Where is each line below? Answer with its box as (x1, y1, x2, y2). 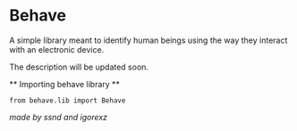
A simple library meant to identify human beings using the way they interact (9, 35, 288, 45)
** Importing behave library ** (9, 78, 121, 89)
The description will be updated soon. (9, 61, 149, 72)
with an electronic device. (9, 44, 105, 54)
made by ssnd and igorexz (9, 111, 108, 122)
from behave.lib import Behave (9, 95, 126, 105)
